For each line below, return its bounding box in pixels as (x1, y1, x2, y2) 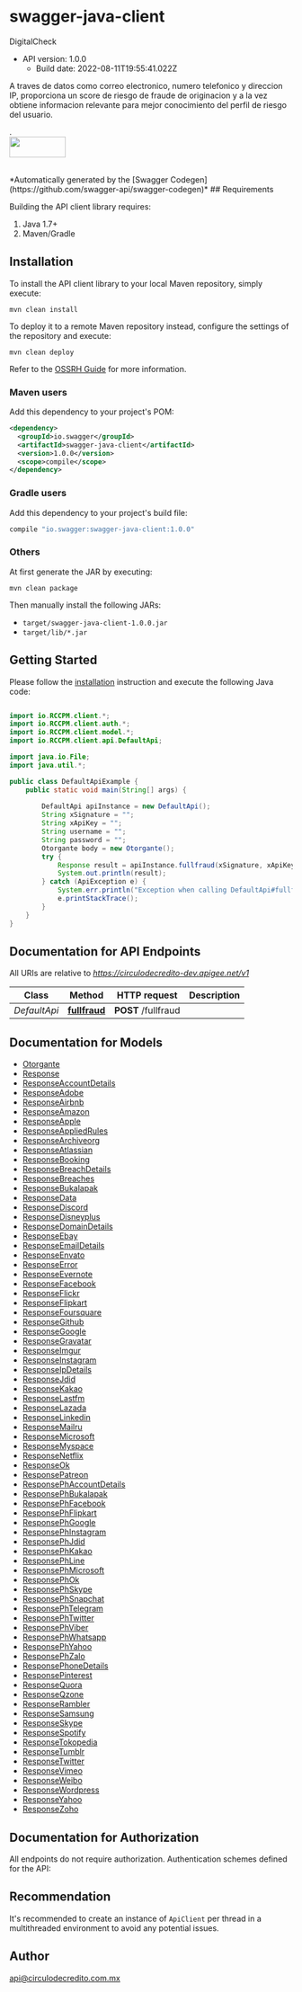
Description (188, 989, 241, 1001)
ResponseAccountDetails (22, 1078, 116, 1089)
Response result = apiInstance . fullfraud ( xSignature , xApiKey (57, 860, 296, 869)
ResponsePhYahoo (22, 1641, 93, 1652)
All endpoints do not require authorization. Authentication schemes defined (9, 1854, 288, 1864)
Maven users (9, 386, 67, 398)
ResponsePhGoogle (22, 1517, 96, 1528)
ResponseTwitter (22, 1756, 85, 1767)
